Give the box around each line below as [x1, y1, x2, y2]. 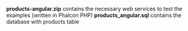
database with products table [6, 18, 79, 25]
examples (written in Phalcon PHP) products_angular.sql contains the [6, 12, 182, 19]
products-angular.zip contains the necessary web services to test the [6, 5, 183, 12]
